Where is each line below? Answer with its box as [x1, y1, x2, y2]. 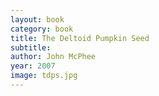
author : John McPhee [10, 52, 97, 62]
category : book [10, 24, 74, 34]
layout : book [10, 14, 65, 25]
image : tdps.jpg [10, 71, 78, 81]
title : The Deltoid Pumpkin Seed [10, 33, 150, 43]
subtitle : [10, 42, 52, 53]
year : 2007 [10, 61, 56, 71]
